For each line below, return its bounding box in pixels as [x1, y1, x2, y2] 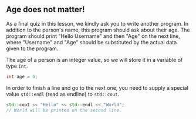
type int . [6, 62, 28, 69]
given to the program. [6, 45, 59, 52]
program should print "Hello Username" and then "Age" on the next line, [6, 32, 181, 40]
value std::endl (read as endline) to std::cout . [6, 90, 120, 97]
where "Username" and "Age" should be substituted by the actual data [6, 38, 177, 45]
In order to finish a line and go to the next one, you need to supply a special [6, 84, 189, 91]
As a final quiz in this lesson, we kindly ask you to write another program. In [6, 20, 189, 27]
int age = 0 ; [6, 73, 38, 79]
